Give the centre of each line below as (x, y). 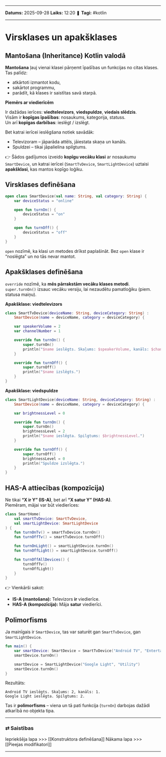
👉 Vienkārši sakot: (25, 588)
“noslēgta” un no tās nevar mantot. (41, 256)
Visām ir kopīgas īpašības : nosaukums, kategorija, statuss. (65, 117)
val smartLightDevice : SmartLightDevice (56, 523)
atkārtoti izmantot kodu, (36, 82)
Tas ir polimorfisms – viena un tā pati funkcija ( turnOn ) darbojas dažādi (78, 706)
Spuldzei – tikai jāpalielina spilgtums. (49, 147)
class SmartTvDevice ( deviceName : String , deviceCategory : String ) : (77, 313)
